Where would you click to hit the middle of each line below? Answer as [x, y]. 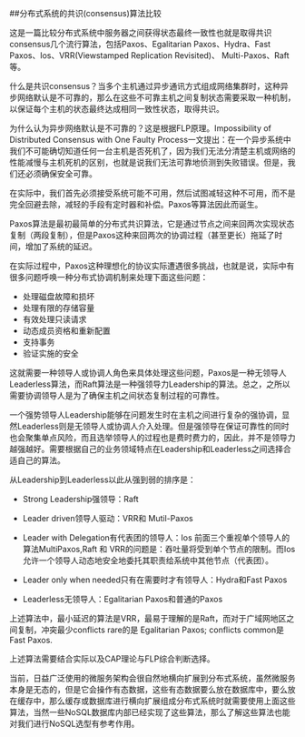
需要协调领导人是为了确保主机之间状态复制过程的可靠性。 [117, 395]
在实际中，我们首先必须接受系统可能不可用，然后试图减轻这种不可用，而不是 [152, 193]
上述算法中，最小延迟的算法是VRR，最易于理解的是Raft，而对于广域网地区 [148, 618]
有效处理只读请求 [54, 319]
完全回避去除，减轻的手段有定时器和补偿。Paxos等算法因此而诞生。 [136, 204]
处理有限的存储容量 [59, 308]
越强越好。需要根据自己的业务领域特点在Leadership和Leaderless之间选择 [147, 449]
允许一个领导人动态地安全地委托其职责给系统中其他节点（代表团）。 [148, 560]
